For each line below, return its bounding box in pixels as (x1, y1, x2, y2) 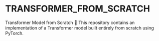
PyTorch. (5, 30, 24, 36)
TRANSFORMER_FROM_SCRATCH (5, 3, 150, 14)
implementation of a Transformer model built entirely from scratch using (5, 24, 154, 30)
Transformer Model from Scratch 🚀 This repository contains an (5, 19, 135, 25)
